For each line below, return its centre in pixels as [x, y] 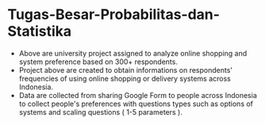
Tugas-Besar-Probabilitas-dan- [113, 15]
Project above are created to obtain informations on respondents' [126, 70]
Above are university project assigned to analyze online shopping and [133, 53]
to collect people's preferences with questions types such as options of [136, 104]
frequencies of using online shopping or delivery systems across [125, 78]
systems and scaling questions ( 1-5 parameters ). [101, 112]
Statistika [40, 31]
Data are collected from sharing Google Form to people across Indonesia [138, 95]
